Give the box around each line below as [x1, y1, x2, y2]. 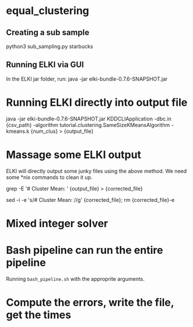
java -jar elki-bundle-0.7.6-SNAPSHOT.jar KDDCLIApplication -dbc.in [6, 115, 172, 122]
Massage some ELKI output [6, 148, 142, 161]
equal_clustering [6, 4, 89, 18]
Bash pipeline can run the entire [6, 244, 163, 257]
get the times [6, 308, 72, 321]
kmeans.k [6, 128, 30, 135]
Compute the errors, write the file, [6, 296, 174, 309]
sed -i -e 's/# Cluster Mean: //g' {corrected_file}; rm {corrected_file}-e [6, 196, 175, 203]
